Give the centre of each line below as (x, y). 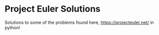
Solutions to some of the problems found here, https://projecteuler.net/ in (79, 22)
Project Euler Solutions (53, 9)
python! (12, 27)
